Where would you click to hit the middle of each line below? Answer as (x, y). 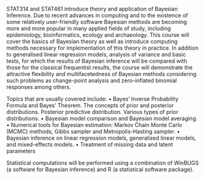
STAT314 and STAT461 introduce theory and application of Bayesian (92, 9)
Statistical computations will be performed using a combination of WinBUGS (103, 163)
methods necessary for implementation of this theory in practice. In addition (102, 48)
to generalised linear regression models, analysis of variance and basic (96, 54)
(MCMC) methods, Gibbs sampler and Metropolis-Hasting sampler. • (93, 131)
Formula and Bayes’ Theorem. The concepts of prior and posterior (90, 105)
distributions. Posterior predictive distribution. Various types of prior (92, 112)
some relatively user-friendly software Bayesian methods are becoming (97, 22)
